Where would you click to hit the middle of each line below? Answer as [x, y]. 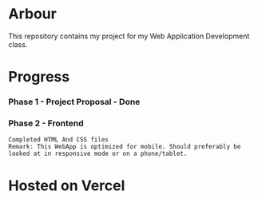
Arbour [33, 14]
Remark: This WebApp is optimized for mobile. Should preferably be [125, 147]
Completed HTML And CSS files [59, 140]
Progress [39, 77]
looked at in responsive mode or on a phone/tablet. [98, 154]
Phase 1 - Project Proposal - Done [74, 102]
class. [18, 44]
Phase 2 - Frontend [46, 123]
